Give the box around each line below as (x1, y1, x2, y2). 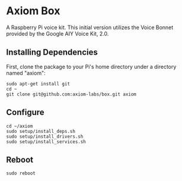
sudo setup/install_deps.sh (6, 128, 76, 134)
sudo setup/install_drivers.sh (6, 134, 84, 139)
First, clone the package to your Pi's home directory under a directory (6, 63, 177, 70)
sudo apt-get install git (6, 81, 70, 87)
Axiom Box (6, 4, 60, 18)
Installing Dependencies (6, 47, 98, 58)
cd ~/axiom (6, 123, 33, 129)
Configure (6, 107, 44, 118)
